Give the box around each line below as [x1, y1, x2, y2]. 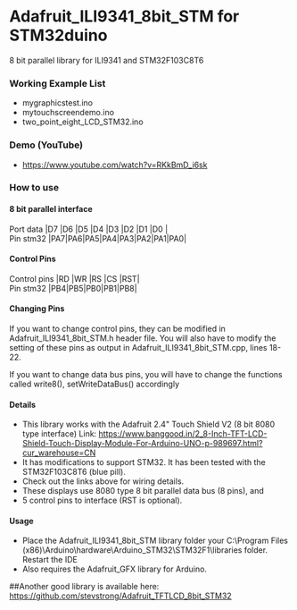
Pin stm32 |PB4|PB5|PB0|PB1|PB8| [9, 283, 137, 293]
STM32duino [9, 25, 108, 46]
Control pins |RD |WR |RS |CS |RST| [9, 273, 140, 284]
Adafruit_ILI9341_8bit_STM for [9, 6, 240, 27]
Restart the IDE [21, 555, 78, 565]
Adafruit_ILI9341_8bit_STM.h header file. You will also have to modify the [9, 333, 276, 343]
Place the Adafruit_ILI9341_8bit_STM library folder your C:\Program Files [21, 535, 288, 546]
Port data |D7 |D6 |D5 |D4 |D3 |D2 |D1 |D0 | [9, 224, 169, 234]
